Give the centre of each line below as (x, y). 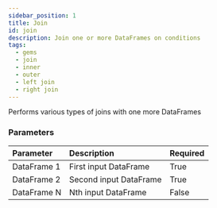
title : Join (28, 23)
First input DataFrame (109, 166)
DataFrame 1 (37, 166)
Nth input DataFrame (108, 192)
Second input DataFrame (115, 179)
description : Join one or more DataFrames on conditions (105, 38)
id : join (23, 30)
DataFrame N (37, 192)
